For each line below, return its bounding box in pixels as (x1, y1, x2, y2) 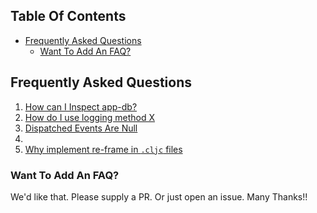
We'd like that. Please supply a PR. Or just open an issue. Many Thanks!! (10, 190, 308, 203)
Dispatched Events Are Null (24, 122, 138, 134)
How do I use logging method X (24, 111, 155, 123)
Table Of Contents (10, 8, 127, 25)
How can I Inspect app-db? (24, 100, 138, 113)
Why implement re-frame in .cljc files (24, 143, 183, 155)
